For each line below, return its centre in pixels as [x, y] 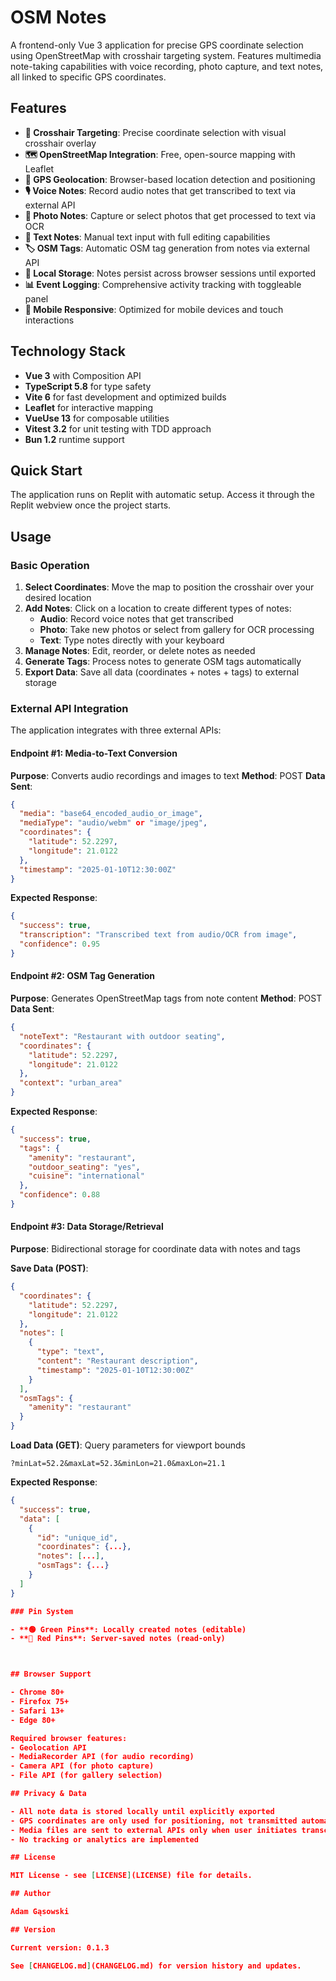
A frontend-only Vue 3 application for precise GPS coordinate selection [157, 45]
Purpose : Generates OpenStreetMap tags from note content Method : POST [166, 998]
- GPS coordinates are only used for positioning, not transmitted [154, 1821]
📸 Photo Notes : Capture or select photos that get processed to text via [170, 215]
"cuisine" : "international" [86, 1176]
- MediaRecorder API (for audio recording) [102, 1757]
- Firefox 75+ [40, 1702]
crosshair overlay [60, 143]
